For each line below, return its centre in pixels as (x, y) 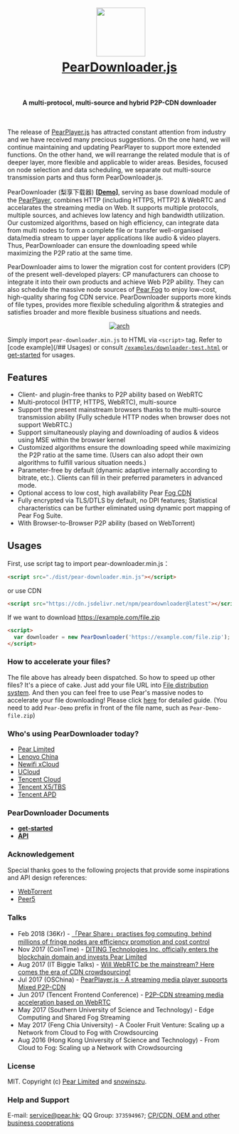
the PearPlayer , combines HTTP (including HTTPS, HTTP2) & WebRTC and (117, 200)
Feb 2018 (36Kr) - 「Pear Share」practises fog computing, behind (115, 933)
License (21, 1066)
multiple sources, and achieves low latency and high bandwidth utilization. (116, 215)
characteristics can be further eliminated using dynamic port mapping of (124, 508)
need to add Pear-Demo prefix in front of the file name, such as (98, 708)
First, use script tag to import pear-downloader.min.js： (89, 564)
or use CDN (25, 590)
